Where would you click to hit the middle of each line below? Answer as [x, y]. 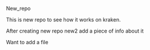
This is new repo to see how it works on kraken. [63, 19]
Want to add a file [27, 42]
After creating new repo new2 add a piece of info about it [75, 31]
